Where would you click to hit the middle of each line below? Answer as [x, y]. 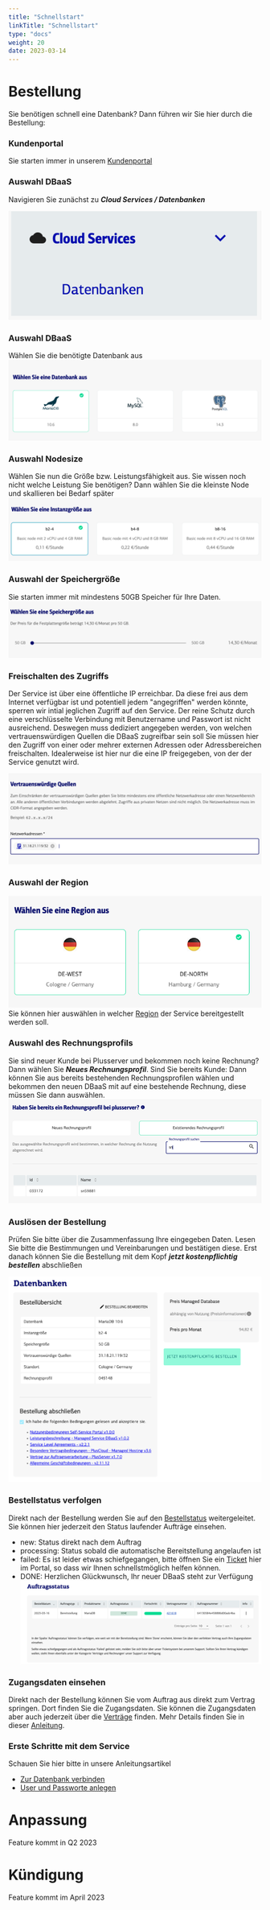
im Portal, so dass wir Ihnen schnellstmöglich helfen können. [120, 1568]
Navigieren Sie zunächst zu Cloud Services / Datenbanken [107, 199]
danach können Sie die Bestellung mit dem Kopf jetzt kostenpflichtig [123, 1256]
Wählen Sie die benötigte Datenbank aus [76, 356]
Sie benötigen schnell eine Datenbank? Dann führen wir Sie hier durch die [131, 114]
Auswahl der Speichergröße [64, 580]
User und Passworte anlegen [68, 1788]
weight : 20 [27, 43]
